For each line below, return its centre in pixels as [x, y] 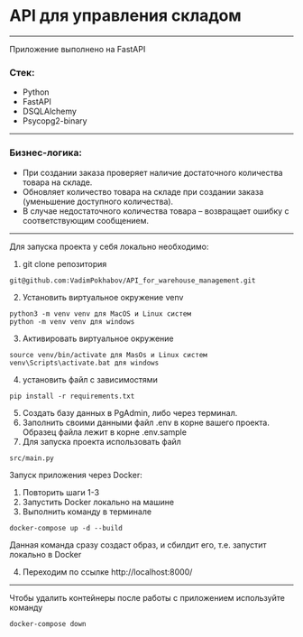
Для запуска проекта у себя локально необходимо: [109, 246]
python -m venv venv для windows [72, 321]
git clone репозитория [64, 263]
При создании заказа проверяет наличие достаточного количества [152, 172]
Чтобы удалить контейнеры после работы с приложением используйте [147, 597]
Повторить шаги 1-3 [61, 492]
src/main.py [32, 458]
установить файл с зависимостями [90, 379]
